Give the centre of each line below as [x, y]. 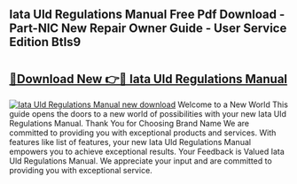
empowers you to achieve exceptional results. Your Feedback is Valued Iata [147, 151]
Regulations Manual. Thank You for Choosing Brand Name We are [129, 123]
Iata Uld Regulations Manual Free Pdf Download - [147, 15]
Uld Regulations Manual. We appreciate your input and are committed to [141, 161]
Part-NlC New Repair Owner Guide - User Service [148, 29]
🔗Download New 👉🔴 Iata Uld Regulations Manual [148, 79]
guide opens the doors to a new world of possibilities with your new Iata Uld [148, 114]
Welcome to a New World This [233, 104]
